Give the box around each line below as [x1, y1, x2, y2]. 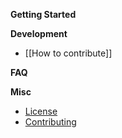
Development [10, 28, 68, 39]
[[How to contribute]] [24, 47, 113, 59]
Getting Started [10, 9, 77, 20]
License [24, 105, 58, 117]
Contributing [24, 116, 77, 128]
